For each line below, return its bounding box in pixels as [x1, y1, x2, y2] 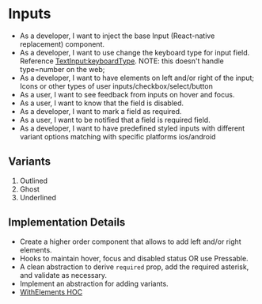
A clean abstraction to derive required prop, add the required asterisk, [19, 262, 249, 272]
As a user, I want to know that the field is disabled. [19, 98, 184, 108]
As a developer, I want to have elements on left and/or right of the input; [19, 73, 255, 82]
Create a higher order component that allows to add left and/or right [19, 237, 241, 246]
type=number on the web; [19, 64, 105, 74]
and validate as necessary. [19, 270, 108, 279]
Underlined [19, 192, 57, 202]
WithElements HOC [19, 287, 83, 297]
